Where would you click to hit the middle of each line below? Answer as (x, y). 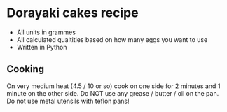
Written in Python (42, 47)
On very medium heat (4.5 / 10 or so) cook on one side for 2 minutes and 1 (113, 86)
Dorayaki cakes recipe (73, 13)
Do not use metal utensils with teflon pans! (68, 101)
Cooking (26, 69)
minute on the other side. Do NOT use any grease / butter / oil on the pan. (113, 93)
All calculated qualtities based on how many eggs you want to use (112, 39)
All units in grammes (46, 32)
